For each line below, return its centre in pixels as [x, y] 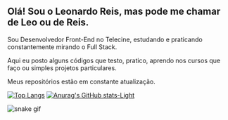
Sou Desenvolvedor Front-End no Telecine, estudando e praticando [105, 39]
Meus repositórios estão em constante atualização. [82, 81]
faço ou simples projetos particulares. [62, 68]
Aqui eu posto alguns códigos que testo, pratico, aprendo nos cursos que [114, 60]
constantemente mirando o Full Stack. [62, 47]
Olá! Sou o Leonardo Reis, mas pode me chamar [114, 12]
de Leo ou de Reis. [48, 23]
